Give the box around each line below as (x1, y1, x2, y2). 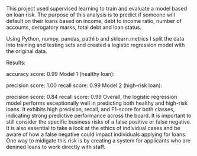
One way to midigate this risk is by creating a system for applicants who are (6, 137, 191, 144)
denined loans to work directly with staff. (6, 144, 105, 150)
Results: (6, 59, 26, 66)
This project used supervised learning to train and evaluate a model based (6, 5, 188, 12)
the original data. (6, 48, 47, 55)
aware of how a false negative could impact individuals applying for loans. (6, 131, 187, 138)
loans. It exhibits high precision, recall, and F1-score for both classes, (6, 106, 175, 112)
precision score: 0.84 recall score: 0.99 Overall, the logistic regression (6, 94, 177, 100)
